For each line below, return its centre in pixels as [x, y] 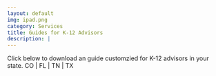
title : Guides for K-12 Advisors [55, 33]
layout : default [30, 13]
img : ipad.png [28, 20]
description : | [29, 39]
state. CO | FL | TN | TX [40, 66]
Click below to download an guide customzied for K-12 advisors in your [108, 58]
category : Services [35, 26]
